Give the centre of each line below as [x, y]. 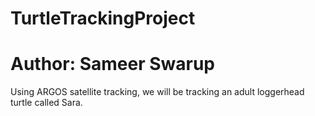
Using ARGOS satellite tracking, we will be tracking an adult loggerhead [157, 92]
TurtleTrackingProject [103, 18]
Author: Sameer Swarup [112, 64]
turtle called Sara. [46, 103]
